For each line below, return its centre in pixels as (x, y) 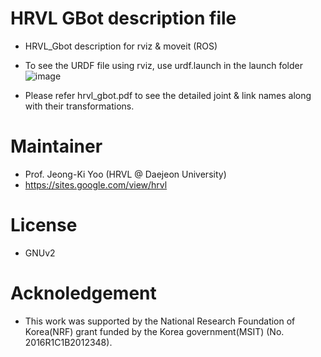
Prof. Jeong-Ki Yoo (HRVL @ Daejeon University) (125, 174)
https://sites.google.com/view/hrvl (96, 184)
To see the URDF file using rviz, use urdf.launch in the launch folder (164, 65)
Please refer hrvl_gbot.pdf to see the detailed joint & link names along (168, 95)
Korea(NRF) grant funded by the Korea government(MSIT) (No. (154, 331)
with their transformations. (79, 106)
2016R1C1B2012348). (68, 342)
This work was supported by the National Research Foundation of (160, 321)
